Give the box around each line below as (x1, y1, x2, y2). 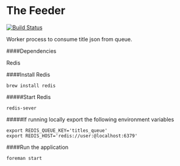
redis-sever (6, 105, 37, 111)
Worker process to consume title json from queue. (6, 35, 132, 43)
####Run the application (6, 144, 69, 151)
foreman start (6, 155, 43, 161)
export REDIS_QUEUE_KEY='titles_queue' (6, 127, 108, 134)
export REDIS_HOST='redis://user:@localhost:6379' (6, 133, 138, 139)
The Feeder (6, 4, 66, 18)
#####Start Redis (6, 93, 51, 100)
